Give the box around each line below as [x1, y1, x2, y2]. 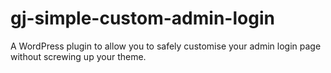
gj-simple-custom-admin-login [10, 7, 275, 30]
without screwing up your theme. [10, 50, 147, 62]
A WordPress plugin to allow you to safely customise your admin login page [10, 40, 322, 52]
